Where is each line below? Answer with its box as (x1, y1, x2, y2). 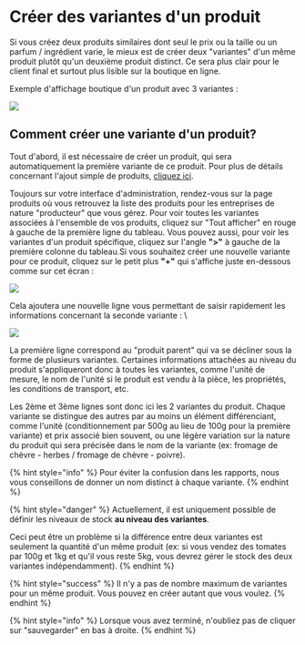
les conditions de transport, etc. (9, 383, 129, 394)
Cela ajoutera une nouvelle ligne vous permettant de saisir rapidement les (9, 300, 286, 311)
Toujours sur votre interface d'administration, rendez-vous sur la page (9, 188, 273, 199)
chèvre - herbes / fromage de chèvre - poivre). (9, 449, 186, 460)
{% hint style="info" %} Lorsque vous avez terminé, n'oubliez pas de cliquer (9, 615, 296, 626)
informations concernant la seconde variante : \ (9, 310, 188, 321)
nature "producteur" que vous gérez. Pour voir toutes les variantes (9, 207, 259, 218)
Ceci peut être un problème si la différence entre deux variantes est (9, 531, 263, 542)
